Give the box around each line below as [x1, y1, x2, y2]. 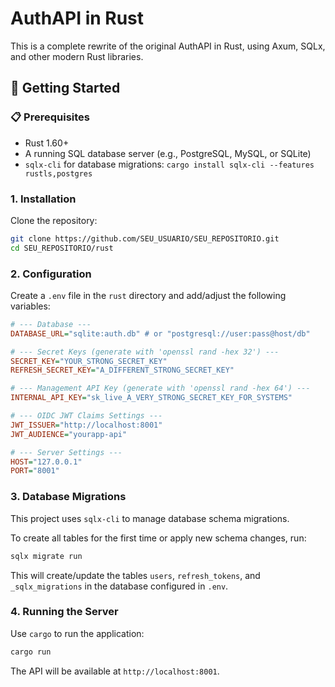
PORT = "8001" [10, 466, 60, 476]
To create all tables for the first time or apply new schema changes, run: [10, 532, 307, 544]
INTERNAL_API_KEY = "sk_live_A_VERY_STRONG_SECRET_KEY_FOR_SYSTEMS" [10, 393, 293, 403]
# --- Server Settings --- [10, 447, 123, 457]
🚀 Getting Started [10, 80, 121, 97]
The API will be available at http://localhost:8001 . [10, 665, 220, 677]
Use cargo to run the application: [10, 627, 145, 639]
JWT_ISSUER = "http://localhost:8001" [10, 420, 163, 430]
